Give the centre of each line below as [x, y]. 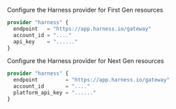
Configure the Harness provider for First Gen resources [85, 10]
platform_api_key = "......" [55, 93]
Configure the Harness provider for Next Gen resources [86, 61]
